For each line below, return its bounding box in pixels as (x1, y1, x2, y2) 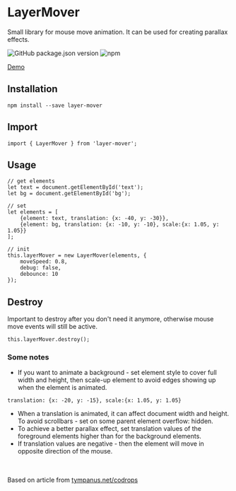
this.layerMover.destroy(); (7, 336, 90, 343)
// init (7, 245, 30, 253)
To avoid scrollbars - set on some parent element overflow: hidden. (17, 417, 213, 425)
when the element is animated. (17, 383, 107, 392)
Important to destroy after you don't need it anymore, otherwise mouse (7, 315, 214, 323)
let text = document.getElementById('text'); (7, 184, 143, 191)
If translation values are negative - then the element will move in (17, 439, 205, 448)
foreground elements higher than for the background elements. (17, 432, 201, 441)
